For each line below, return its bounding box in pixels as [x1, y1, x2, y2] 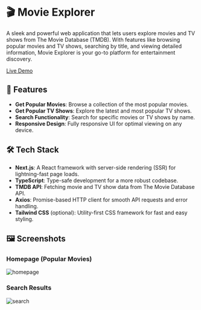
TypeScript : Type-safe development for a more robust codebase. [14, 177, 179, 184]
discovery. [6, 55, 33, 62]
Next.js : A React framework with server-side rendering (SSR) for [14, 163, 176, 171]
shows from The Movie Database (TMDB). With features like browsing [6, 36, 180, 43]
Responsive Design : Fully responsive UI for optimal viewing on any [14, 120, 182, 127]
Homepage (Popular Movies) [6, 254, 92, 263]
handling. [14, 202, 39, 209]
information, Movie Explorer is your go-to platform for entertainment [6, 48, 176, 56]
